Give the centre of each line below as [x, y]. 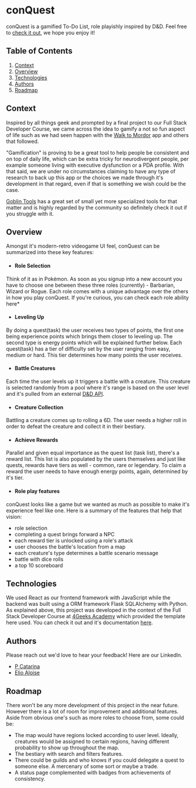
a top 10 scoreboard [39, 565]
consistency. [30, 779]
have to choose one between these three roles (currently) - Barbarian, [91, 285]
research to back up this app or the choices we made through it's [85, 177]
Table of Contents [39, 51]
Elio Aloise [27, 673]
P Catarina [27, 667]
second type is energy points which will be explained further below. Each [94, 342]
